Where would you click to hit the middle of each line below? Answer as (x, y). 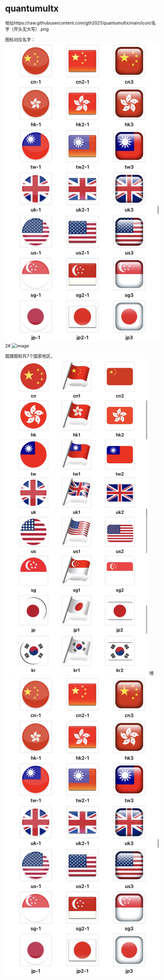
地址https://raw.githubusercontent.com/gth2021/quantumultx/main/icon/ (78, 23)
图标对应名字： (20, 39)
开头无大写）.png (31, 29)
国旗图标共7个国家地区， (30, 356)
